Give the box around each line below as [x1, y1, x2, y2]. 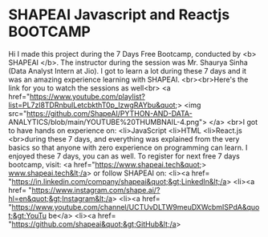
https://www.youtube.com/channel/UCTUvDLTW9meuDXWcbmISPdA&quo [11, 202, 260, 211]
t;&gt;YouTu [8, 211, 47, 220]
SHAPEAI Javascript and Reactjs [8, 6, 230, 24]
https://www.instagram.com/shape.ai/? [31, 185, 160, 195]
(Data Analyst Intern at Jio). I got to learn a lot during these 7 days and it [8, 66, 247, 75]
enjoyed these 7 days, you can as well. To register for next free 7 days [8, 151, 241, 161]
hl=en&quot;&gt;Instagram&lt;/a [8, 194, 113, 203]
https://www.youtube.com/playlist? [29, 91, 146, 101]
